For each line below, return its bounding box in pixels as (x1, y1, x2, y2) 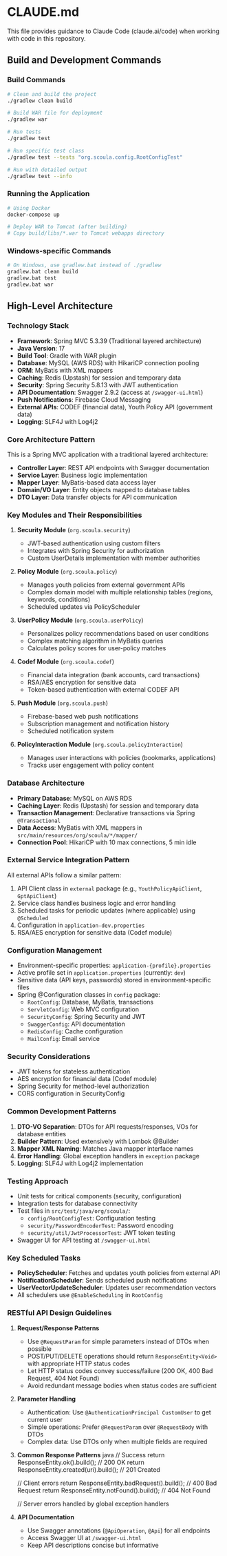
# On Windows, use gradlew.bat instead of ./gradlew (7, 262, 162, 269)
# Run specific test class (7, 147, 85, 154)
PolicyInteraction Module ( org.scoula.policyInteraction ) (17, 740, 184, 749)
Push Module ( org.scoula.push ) (17, 699, 109, 708)
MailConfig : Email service (27, 1035, 100, 1043)
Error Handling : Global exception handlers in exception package (17, 1151, 199, 1160)
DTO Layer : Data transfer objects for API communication (17, 493, 177, 501)
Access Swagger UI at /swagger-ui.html (27, 1533, 142, 1542)
